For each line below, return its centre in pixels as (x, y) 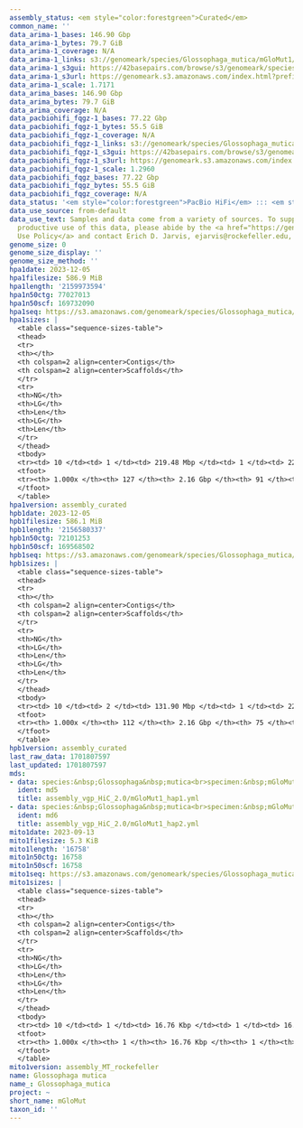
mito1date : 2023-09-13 (52, 832)
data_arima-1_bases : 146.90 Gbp (70, 34)
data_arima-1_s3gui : (48, 69)
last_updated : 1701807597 (58, 765)
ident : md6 (38, 816)
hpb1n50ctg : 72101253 (50, 538)
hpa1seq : (26, 312)
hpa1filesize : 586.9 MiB (56, 278)
